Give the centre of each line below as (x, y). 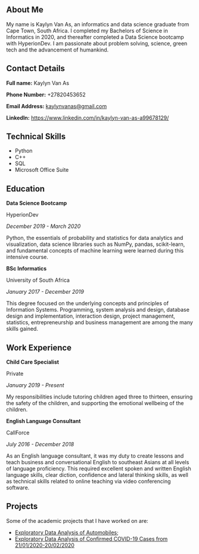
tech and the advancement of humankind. (57, 50)
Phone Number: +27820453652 (46, 95)
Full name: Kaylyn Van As (38, 83)
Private (15, 374)
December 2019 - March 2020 (43, 226)
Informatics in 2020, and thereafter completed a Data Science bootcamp (95, 37)
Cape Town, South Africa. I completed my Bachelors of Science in (87, 31)
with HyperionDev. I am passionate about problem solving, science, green (97, 43)
